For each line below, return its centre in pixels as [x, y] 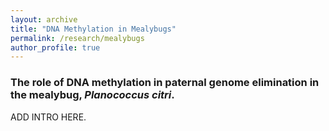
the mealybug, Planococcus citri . [92, 95]
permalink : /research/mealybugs [77, 38]
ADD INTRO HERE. [48, 117]
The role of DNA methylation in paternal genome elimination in [165, 83]
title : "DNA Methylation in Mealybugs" [93, 29]
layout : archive [44, 19]
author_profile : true [55, 47]
